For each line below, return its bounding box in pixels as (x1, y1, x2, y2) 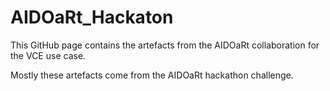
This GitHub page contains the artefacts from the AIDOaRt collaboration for (10, 39, 320, 51)
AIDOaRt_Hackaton (10, 6, 174, 29)
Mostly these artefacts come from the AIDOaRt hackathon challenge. (10, 69, 294, 81)
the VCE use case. (10, 49, 87, 61)
